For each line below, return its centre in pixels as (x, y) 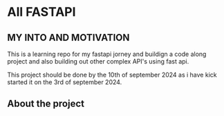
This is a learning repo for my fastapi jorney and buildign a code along (107, 54)
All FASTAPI (41, 12)
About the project (46, 104)
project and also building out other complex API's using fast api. (98, 61)
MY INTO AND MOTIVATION (68, 38)
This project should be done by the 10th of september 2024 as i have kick (112, 75)
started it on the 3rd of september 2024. (65, 82)
